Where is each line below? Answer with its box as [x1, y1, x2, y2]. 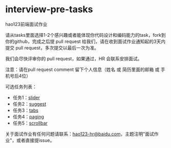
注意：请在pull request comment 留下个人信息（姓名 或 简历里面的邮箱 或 [5, 66, 160, 72]
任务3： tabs [12, 107, 38, 113]
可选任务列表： [5, 83, 37, 90]
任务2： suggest [12, 101, 47, 107]
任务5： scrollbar [12, 120, 48, 126]
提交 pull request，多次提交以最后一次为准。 [5, 44, 99, 51]
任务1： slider [12, 94, 40, 101]
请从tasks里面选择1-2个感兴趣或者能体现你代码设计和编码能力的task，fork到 [5, 32, 166, 38]
